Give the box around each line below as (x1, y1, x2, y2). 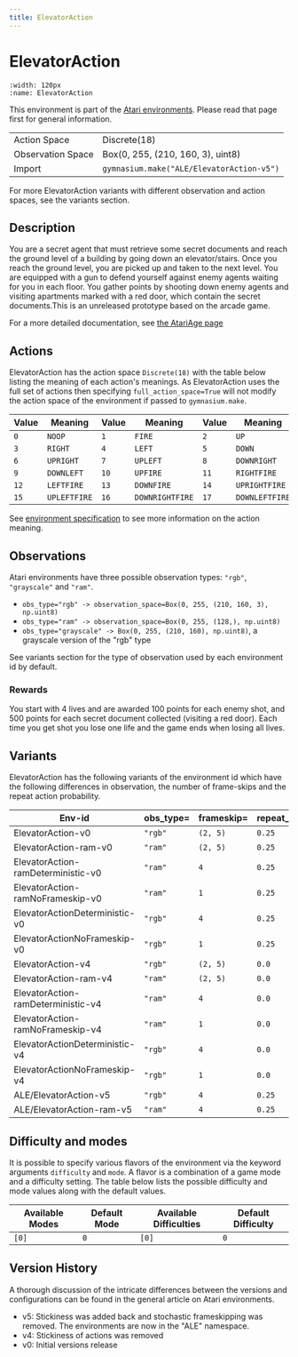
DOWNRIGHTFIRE (134, 492, 194, 503)
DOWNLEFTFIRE (235, 492, 291, 503)
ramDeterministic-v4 (13, 998, 102, 1010)
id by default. (9, 661, 58, 672)
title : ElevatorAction (9, 12, 93, 22)
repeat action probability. (9, 791, 101, 802)
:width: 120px (9, 81, 62, 90)
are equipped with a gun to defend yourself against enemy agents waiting (9, 272, 279, 283)
